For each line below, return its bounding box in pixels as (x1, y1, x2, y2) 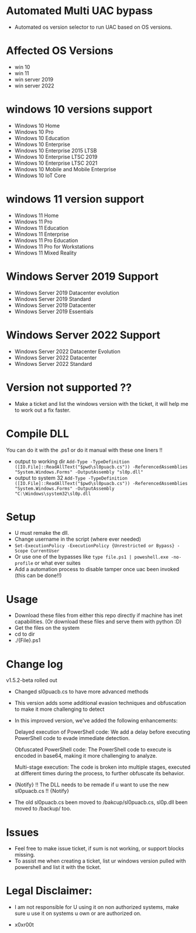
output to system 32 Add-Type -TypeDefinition (14, 474, 128, 481)
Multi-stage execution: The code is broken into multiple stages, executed (14, 764, 191, 771)
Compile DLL (6, 427, 69, 440)
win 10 (14, 63, 30, 70)
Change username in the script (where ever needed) (14, 535, 142, 543)
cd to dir (14, 630, 35, 637)
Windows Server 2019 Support (6, 270, 159, 283)
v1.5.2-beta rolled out (6, 677, 57, 684)
